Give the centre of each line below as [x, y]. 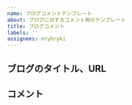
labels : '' [23, 33]
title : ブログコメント [36, 26]
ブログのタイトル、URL [57, 68]
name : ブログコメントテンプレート [50, 13]
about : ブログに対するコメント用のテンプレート [66, 20]
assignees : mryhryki [37, 39]
